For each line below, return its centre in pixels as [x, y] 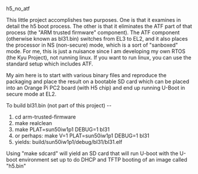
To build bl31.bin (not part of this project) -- [59, 105]
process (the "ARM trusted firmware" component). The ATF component [93, 32]
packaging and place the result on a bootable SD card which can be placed [98, 81]
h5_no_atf [18, 9]
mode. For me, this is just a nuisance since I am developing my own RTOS [96, 51]
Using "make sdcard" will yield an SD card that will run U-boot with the [92, 153]
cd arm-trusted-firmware [45, 117]
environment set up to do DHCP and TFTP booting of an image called [103, 160]
